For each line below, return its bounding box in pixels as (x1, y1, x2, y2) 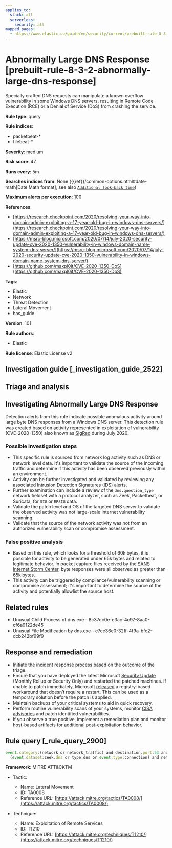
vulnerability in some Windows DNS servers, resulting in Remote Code (5, 98, 154, 104)
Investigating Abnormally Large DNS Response (5, 400, 158, 409)
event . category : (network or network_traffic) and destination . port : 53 (5, 750, 159, 755)
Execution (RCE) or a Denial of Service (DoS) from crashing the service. (5, 103, 157, 109)
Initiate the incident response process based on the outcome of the (12, 661, 155, 668)
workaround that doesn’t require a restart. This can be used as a (12, 689, 148, 695)
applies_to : (5, 7, 31, 13)
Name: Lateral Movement (20, 784, 74, 790)
